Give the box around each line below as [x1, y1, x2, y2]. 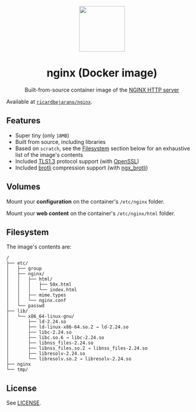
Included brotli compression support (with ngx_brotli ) [15, 164, 149, 171]
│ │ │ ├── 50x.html [6, 281, 72, 288]
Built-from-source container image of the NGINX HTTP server [24, 86, 180, 94]
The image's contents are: [6, 243, 72, 250]
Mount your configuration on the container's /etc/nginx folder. [6, 197, 165, 205]
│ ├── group [6, 266, 42, 272]
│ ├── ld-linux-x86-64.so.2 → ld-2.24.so [6, 324, 129, 331]
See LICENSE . [6, 399, 41, 407]
